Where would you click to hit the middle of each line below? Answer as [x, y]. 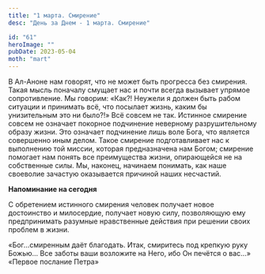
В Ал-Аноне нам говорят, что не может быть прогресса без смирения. [128, 81]
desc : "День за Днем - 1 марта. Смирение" [79, 23]
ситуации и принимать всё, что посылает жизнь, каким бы [108, 107]
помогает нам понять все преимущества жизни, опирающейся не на [125, 157]
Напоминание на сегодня [53, 189]
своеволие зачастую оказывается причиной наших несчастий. [115, 174]
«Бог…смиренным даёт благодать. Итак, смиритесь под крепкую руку [128, 245]
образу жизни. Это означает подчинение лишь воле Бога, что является [129, 132]
